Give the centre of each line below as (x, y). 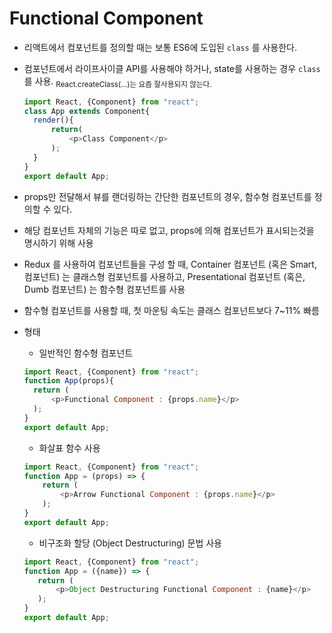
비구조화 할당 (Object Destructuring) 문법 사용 (130, 543)
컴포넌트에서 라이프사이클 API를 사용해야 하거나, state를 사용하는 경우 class (172, 68)
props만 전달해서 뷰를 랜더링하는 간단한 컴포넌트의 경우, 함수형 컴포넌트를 (167, 196)
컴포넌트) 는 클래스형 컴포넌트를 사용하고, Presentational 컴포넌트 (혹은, (164, 276)
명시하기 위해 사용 (58, 243)
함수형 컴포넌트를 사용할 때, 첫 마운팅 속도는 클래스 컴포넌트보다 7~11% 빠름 (171, 310)
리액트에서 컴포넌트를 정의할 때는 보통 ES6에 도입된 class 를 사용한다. (160, 47)
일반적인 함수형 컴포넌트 (86, 353)
